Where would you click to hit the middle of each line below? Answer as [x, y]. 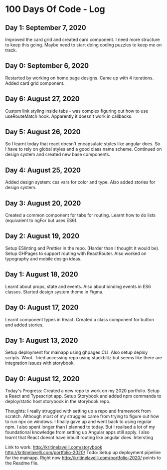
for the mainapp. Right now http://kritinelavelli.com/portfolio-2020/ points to [83, 458]
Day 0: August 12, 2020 [42, 378]
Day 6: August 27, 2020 [42, 99]
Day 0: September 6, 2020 [47, 66]
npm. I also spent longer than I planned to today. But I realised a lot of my [80, 427]
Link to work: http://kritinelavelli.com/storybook [54, 447]
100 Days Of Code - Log [55, 9]
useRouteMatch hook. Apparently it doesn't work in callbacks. [69, 116]
